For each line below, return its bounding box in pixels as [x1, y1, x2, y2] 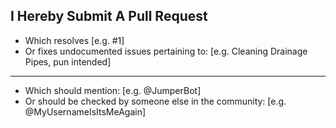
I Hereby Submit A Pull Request [10, 8, 208, 25]
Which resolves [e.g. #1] [24, 34, 125, 46]
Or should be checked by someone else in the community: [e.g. [24, 95, 287, 107]
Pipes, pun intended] [24, 55, 112, 68]
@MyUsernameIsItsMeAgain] [24, 105, 147, 118]
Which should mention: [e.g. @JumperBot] [24, 84, 202, 96]
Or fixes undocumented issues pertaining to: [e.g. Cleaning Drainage [24, 45, 308, 57]
